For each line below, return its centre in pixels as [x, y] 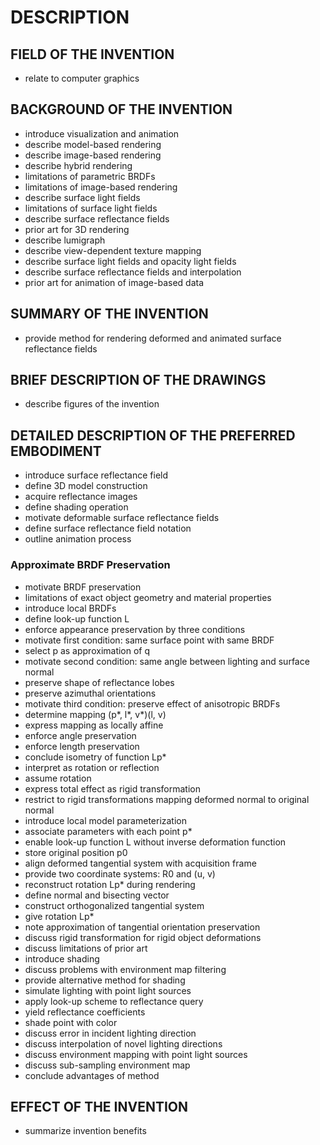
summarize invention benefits [85, 1131]
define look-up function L [77, 618]
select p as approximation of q [87, 650]
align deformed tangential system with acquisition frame [140, 863]
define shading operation [76, 507]
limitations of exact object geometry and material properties [148, 597]
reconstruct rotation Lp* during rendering [110, 884]
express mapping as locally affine [94, 725]
